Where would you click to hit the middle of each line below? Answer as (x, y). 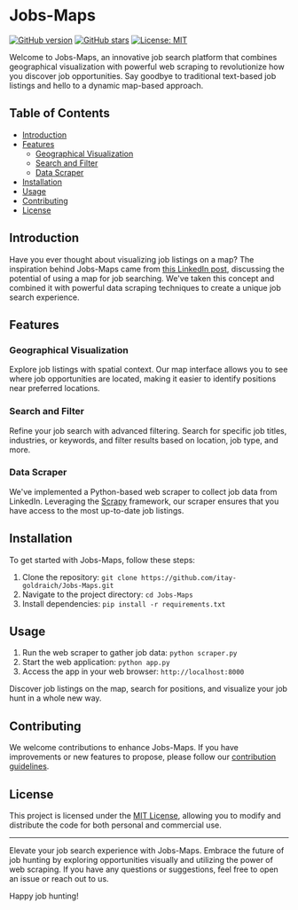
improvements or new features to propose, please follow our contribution (143, 757)
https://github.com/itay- (188, 577)
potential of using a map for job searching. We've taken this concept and (142, 278)
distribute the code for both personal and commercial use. (115, 825)
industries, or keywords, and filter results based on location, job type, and (144, 440)
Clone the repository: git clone (79, 577)
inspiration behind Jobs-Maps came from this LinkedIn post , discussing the (147, 269)
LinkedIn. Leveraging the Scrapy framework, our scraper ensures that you (144, 501)
